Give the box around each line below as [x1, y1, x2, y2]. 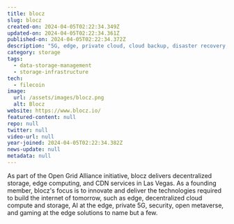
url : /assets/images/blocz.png [13, 95, 104, 102]
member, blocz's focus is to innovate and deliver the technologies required [7, 186, 221, 195]
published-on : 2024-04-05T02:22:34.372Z [7, 36, 127, 43]
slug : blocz [7, 17, 42, 24]
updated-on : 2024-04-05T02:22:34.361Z [7, 29, 120, 37]
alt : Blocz [13, 101, 45, 108]
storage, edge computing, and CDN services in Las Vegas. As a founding [7, 179, 217, 187]
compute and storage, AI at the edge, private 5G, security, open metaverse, [7, 201, 224, 209]
